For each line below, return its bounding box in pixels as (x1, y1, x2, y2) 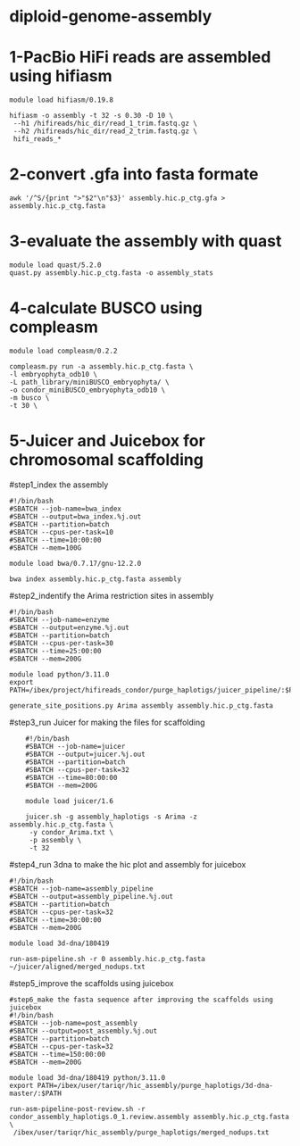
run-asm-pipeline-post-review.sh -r (9, 1104, 146, 1113)
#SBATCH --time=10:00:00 (9, 536, 102, 544)
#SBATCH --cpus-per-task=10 (9, 527, 114, 536)
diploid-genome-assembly (9, 6, 212, 27)
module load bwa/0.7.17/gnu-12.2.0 (9, 559, 142, 568)
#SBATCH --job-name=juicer (25, 742, 126, 751)
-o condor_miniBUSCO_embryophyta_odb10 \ (9, 386, 166, 394)
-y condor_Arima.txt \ (29, 827, 114, 836)
